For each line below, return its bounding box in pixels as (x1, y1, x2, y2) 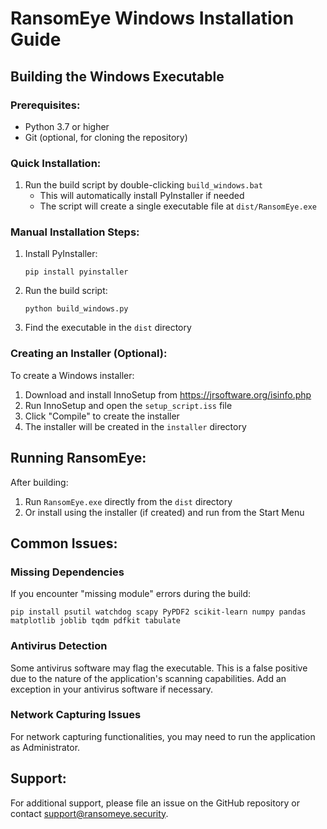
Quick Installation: (10, 156, 102, 170)
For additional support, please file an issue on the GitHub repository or (10, 797, 300, 809)
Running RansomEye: (10, 450, 147, 467)
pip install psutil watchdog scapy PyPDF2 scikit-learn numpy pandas (10, 607, 307, 617)
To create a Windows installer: (10, 369, 135, 381)
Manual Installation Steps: (10, 225, 140, 239)
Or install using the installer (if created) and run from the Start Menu (24, 506, 305, 518)
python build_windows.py (24, 304, 129, 314)
